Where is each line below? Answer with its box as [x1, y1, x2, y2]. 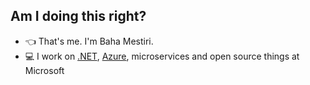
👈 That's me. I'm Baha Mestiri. [24, 35, 154, 47]
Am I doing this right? [10, 8, 147, 25]
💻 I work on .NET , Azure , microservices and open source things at [24, 50, 300, 62]
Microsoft [24, 64, 65, 76]
